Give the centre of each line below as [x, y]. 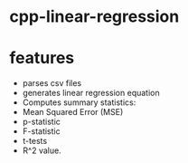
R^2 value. [42, 150]
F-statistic [41, 131]
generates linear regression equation [91, 93]
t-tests [35, 141]
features [42, 58]
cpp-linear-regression [94, 17]
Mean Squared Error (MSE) [73, 112]
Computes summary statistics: [79, 102]
